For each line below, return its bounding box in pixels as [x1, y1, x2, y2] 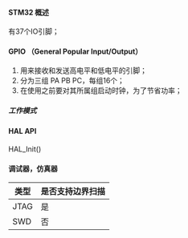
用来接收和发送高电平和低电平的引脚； [19, 66, 147, 75]
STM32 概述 [8, 7, 50, 17]
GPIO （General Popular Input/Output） [8, 46, 143, 56]
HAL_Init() [8, 144, 42, 154]
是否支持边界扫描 [40, 186, 106, 197]
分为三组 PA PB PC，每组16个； [19, 76, 125, 86]
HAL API [8, 127, 37, 136]
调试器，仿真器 [8, 163, 58, 173]
